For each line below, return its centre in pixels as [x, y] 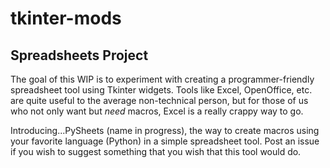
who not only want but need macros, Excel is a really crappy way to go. [157, 111]
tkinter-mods [66, 18]
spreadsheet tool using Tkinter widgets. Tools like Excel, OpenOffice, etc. [161, 90]
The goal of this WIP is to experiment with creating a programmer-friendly [162, 79]
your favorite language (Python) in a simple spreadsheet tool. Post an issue [165, 141]
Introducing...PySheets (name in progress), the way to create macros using [165, 130]
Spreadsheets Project [79, 55]
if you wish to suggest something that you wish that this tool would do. [156, 151]
